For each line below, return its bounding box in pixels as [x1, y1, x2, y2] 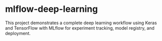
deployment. [5, 30, 31, 36]
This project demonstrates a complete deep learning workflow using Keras [5, 20, 157, 26]
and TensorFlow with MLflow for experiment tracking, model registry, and [5, 25, 155, 31]
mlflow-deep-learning [5, 3, 98, 15]
